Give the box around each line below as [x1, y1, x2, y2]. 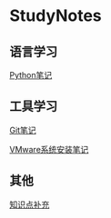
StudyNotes [9, 5, 102, 26]
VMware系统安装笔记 [9, 144, 89, 154]
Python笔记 [9, 70, 53, 80]
